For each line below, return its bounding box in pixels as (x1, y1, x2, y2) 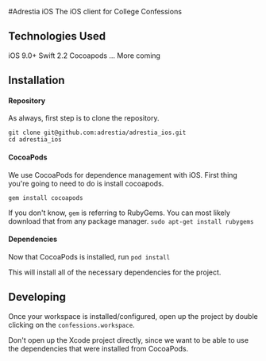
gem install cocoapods (8, 194, 83, 202)
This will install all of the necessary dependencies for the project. (8, 267, 222, 277)
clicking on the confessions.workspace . (8, 320, 135, 329)
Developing (8, 290, 66, 304)
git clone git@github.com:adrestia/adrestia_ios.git (8, 129, 187, 137)
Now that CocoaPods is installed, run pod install (8, 252, 171, 261)
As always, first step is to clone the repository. (8, 113, 160, 123)
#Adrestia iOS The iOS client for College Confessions (8, 7, 183, 16)
